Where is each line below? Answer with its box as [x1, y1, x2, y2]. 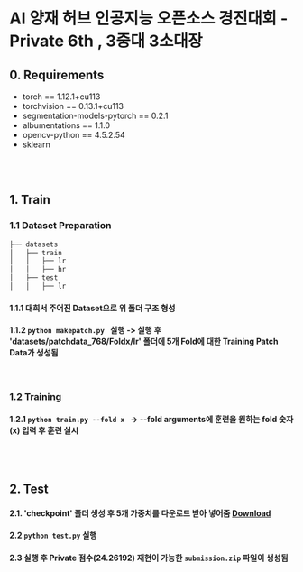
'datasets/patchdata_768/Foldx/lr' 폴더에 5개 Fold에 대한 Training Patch [9, 336, 279, 347]
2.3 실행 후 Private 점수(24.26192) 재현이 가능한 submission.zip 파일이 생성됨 [9, 552, 289, 564]
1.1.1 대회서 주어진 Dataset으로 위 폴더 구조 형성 [9, 302, 176, 313]
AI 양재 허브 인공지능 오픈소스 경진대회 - [9, 8, 289, 29]
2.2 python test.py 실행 [9, 530, 97, 541]
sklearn [22, 139, 51, 150]
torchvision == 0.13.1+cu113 [22, 101, 124, 111]
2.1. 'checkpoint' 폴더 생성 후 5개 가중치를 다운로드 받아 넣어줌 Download [9, 507, 271, 519]
